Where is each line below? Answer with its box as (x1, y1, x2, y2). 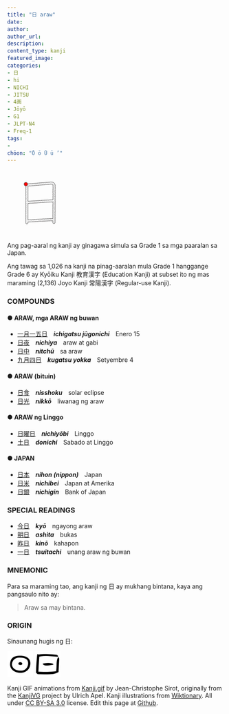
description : (7, 40, 45, 48)
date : (7, 18, 23, 26)
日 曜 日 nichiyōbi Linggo (17, 429, 94, 438)
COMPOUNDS (7, 297, 55, 307)
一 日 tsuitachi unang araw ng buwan (17, 548, 131, 556)
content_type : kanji (7, 48, 67, 55)
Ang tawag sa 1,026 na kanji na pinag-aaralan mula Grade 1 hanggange (7, 262, 208, 271)
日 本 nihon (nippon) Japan (17, 470, 102, 479)
